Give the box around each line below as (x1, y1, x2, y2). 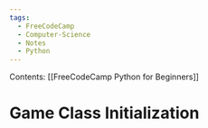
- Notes (17, 38, 47, 48)
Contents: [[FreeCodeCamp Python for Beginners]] (9, 71, 199, 82)
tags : (9, 13, 30, 23)
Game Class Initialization (9, 103, 200, 123)
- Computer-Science (17, 30, 91, 39)
